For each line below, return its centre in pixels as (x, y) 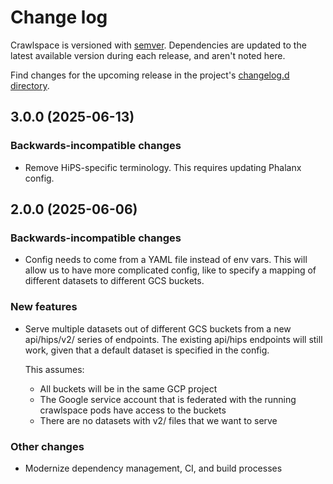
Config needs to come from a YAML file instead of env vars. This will (166, 260)
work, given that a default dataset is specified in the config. (147, 350)
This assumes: (54, 369)
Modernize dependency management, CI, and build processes (153, 468)
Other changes (47, 446)
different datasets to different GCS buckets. (114, 281)
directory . (30, 85)
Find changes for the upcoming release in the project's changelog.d (150, 75)
